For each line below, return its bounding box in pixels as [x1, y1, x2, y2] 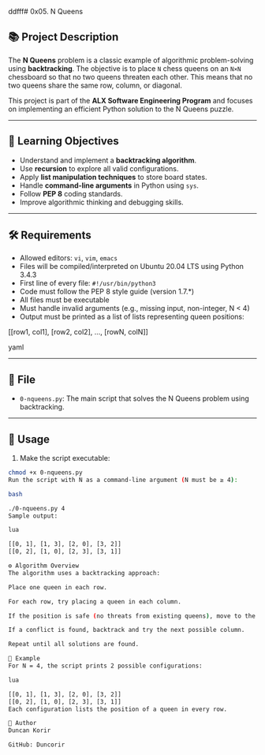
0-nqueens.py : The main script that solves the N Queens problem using [19, 394, 250, 403]
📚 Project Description [8, 31, 119, 44]
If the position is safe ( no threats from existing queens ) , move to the [8, 611, 256, 620]
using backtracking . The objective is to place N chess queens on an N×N [8, 63, 241, 73]
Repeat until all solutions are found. [8, 641, 140, 648]
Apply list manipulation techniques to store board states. [19, 172, 207, 181]
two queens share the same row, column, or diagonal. [8, 80, 183, 90]
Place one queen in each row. [8, 583, 108, 591]
